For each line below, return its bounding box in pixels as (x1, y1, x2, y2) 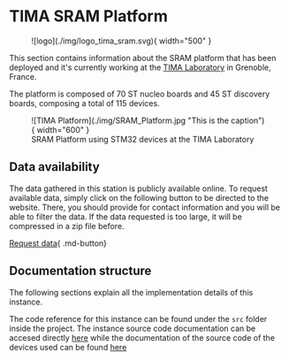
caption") (231, 115, 265, 126)
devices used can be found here (9, 342, 127, 352)
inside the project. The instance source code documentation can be (9, 323, 256, 334)
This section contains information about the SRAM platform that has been (9, 52, 277, 63)
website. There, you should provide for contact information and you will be (9, 202, 281, 212)
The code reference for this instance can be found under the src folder (9, 313, 268, 324)
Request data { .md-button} (9, 237, 108, 249)
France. (9, 71, 37, 81)
